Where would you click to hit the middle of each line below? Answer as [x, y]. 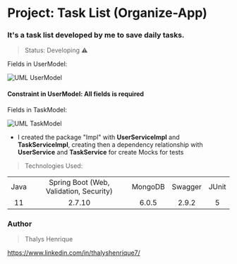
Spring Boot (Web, [79, 182]
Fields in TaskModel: [37, 109]
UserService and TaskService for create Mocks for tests [101, 152]
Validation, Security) [79, 191]
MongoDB [148, 186]
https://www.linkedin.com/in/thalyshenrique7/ [74, 253]
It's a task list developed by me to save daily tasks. [96, 35]
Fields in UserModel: [37, 64]
